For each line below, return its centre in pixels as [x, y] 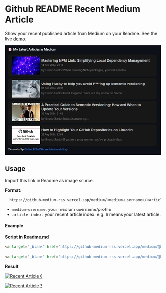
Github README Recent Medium [73, 9]
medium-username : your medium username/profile [62, 209]
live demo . [16, 39]
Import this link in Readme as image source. [50, 180]
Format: [13, 190]
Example [14, 226]
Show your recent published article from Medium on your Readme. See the [81, 33]
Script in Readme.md [27, 237]
